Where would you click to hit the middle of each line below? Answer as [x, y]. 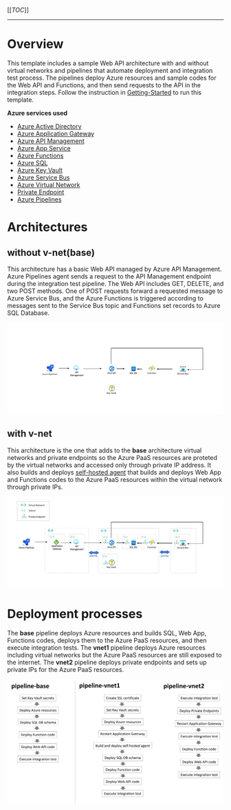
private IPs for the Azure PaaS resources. [66, 669]
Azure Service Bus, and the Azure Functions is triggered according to [106, 298]
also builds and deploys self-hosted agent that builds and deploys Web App [114, 472]
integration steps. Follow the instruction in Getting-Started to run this [104, 92]
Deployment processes [75, 614]
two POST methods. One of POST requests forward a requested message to [115, 291]
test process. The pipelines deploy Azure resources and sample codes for [112, 78]
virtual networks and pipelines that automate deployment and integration [110, 70]
